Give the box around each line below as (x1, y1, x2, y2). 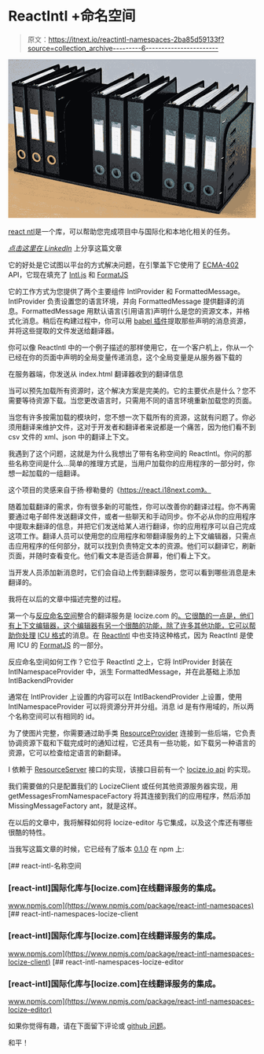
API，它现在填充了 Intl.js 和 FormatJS (8, 270, 129, 280)
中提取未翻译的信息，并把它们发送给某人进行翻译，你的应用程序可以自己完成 (8, 522, 256, 531)
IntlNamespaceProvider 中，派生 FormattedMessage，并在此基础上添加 (8, 667, 240, 677)
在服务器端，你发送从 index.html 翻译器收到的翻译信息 (8, 369, 184, 379)
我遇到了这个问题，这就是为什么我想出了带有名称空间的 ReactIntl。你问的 (8, 449, 245, 458)
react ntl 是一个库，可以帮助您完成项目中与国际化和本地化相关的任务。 (8, 227, 234, 237)
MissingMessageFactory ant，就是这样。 (8, 801, 141, 810)
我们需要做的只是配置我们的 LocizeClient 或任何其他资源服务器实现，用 (8, 781, 238, 791)
